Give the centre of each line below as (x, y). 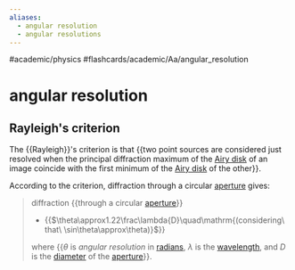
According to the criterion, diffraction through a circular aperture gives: (139, 186)
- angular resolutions (59, 34)
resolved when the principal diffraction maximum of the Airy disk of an (139, 159)
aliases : (25, 17)
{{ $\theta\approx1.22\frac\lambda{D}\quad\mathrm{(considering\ (164, 220)
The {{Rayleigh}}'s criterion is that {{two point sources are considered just (146, 150)
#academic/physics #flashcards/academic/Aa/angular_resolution (129, 60)
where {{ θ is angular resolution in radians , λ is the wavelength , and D (158, 247)
